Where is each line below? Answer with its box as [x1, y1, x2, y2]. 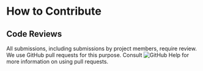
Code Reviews [6, 29, 62, 39]
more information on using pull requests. [6, 58, 109, 65]
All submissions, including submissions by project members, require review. [6, 45, 197, 52]
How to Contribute [6, 4, 102, 18]
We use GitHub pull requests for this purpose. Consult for [6, 51, 190, 59]
